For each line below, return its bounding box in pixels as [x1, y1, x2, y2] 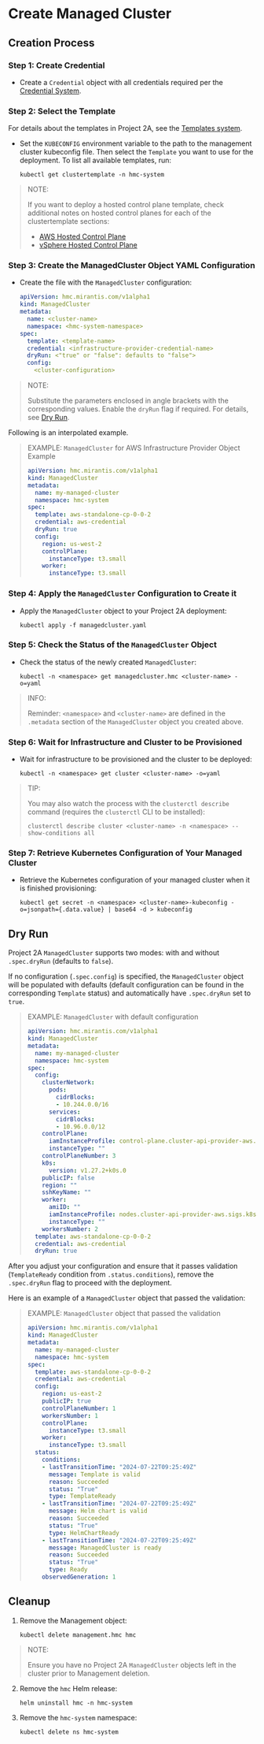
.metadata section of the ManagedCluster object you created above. [27, 716, 244, 726]
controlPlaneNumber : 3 [42, 1152, 116, 1160]
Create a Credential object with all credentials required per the [19, 77, 224, 87]
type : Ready [48, 1566, 88, 1574]
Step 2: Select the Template [8, 106, 116, 117]
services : [48, 1108, 81, 1116]
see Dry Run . [27, 413, 70, 422]
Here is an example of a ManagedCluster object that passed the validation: [8, 1293, 246, 1303]
